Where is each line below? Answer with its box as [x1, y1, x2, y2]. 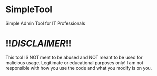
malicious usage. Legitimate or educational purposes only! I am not [5, 59, 144, 66]
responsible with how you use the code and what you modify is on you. [5, 65, 152, 71]
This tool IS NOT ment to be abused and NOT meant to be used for [5, 54, 143, 60]
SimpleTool [5, 4, 53, 15]
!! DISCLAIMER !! [5, 38, 72, 49]
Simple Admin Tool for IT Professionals [5, 20, 85, 26]
